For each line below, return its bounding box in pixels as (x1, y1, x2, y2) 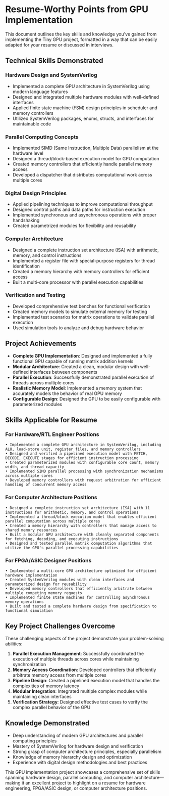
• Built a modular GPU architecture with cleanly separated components (5, 532, 159, 537)
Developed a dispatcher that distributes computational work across (12, 171, 152, 178)
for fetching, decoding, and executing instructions (5, 536, 119, 542)
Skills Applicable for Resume (5, 416, 97, 424)
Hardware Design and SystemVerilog (5, 72, 97, 79)
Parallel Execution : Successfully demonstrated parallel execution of (12, 374, 154, 380)
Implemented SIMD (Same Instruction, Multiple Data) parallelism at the (12, 145, 159, 151)
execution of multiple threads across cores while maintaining (12, 656, 139, 662)
